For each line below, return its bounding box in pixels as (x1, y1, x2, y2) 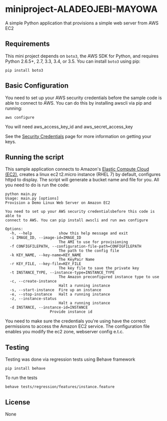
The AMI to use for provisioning (58, 240, 128, 245)
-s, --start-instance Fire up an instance (9, 287, 101, 292)
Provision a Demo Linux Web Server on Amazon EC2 (5, 200, 111, 205)
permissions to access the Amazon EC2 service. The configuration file (5, 323, 150, 329)
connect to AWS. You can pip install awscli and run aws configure (5, 218, 149, 223)
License (5, 398, 30, 407)
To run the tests (5, 375, 37, 381)
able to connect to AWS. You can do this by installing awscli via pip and (5, 100, 152, 106)
